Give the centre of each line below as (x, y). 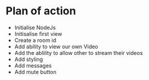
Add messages (33, 65)
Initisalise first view (38, 33)
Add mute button (35, 72)
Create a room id (35, 40)
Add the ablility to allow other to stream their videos (78, 53)
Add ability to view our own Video (56, 47)
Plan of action (41, 11)
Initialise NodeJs (35, 27)
